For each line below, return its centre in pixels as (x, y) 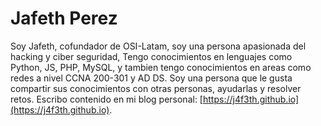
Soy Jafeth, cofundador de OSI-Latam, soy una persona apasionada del (158, 46)
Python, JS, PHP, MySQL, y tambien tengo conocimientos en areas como (161, 67)
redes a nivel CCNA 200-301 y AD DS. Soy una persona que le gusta (151, 78)
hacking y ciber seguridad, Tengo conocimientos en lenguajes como (151, 56)
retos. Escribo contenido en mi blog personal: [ (106, 99)
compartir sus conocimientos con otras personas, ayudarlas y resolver (156, 88)
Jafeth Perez (64, 18)
